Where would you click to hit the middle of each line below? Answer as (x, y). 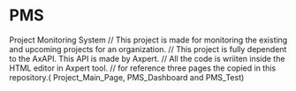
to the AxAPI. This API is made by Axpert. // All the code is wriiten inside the (147, 58)
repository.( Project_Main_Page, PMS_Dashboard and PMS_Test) (127, 77)
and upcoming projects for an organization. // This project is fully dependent (148, 49)
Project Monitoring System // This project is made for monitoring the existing (148, 40)
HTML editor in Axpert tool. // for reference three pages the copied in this (143, 68)
